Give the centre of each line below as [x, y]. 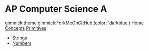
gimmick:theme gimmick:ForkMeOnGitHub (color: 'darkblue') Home [74, 23]
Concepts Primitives [26, 28]
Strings [20, 38]
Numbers [22, 43]
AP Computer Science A [56, 9]
